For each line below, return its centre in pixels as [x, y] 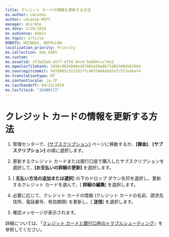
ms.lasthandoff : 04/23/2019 [35, 85]
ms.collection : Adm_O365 [31, 52]
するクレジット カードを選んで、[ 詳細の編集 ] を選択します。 [75, 185]
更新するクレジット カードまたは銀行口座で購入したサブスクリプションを [88, 161]
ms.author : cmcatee [26, 15]
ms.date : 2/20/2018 [26, 29]
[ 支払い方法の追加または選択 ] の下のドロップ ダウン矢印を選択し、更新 [87, 178]
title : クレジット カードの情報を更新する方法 [48, 10]
